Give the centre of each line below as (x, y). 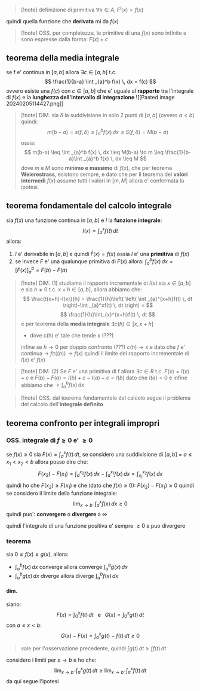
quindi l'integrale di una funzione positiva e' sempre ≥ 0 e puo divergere (96, 526)
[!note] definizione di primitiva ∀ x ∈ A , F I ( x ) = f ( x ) (82, 9)
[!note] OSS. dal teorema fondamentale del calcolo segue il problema (106, 398)
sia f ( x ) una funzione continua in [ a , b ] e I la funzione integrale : (84, 220)
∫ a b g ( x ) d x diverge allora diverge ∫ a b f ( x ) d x (67, 576)
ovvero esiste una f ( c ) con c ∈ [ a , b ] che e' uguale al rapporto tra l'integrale (100, 91)
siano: (14, 604)
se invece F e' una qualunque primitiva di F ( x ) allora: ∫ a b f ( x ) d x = (94, 261)
